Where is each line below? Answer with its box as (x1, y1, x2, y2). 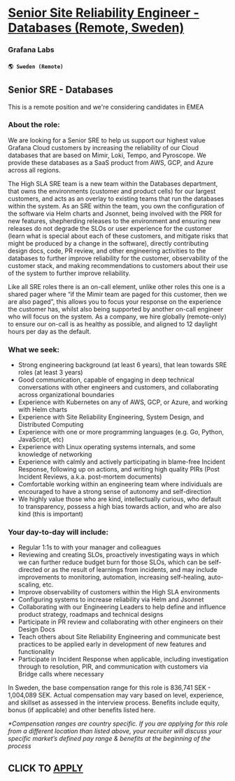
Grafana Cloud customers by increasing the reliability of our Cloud (8, 143, 199, 152)
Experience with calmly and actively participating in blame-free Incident (17, 458, 226, 466)
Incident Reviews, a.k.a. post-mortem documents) (17, 472, 162, 481)
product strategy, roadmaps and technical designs (17, 610, 164, 619)
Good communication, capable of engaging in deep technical (17, 375, 194, 384)
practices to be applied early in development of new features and (17, 640, 207, 648)
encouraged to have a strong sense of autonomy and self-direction (17, 488, 212, 496)
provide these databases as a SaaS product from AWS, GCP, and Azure (8, 158, 214, 166)
